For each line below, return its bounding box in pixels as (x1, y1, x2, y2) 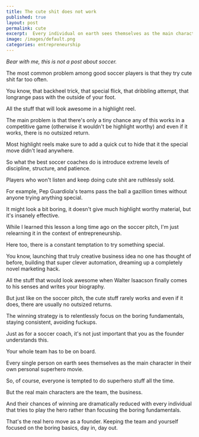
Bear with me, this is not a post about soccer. (6, 58, 117, 65)
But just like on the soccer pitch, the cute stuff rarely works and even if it (6, 294, 184, 301)
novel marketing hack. (6, 265, 60, 272)
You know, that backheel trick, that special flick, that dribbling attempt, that (6, 87, 189, 94)
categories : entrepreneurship (6, 42, 81, 48)
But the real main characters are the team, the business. (6, 388, 143, 395)
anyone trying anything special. (6, 194, 83, 201)
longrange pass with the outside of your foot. (6, 93, 117, 101)
